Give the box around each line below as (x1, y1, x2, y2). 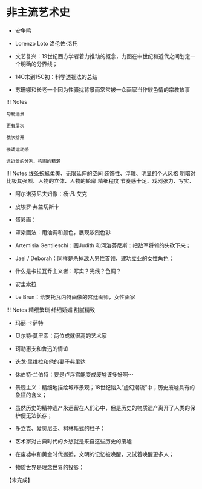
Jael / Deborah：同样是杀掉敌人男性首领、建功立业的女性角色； (15, 255, 174, 262)
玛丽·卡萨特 (15, 319, 44, 326)
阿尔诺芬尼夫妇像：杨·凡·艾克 (15, 190, 88, 197)
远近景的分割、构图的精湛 (6, 158, 60, 164)
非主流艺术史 (6, 5, 71, 19)
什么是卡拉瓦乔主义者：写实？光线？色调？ (15, 267, 122, 275)
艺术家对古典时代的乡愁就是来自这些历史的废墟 (15, 437, 132, 445)
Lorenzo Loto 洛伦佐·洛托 (15, 39, 78, 47)
